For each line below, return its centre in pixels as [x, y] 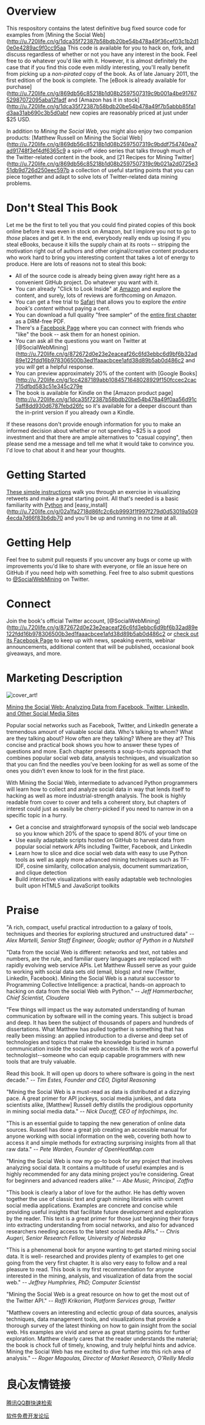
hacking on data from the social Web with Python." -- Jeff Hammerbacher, [100, 991]
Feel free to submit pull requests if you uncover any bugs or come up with [99, 559]
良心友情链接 [39, 1384]
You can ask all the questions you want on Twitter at [81, 340]
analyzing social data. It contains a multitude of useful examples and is [95, 1167]
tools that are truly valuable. [41, 1061]
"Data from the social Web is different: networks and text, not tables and [97, 952]
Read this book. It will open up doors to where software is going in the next [100, 1073]
